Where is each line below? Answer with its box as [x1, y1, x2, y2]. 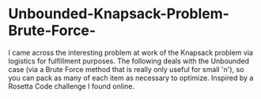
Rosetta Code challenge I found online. [8, 81, 134, 91]
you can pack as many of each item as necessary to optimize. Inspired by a [8, 73, 254, 82]
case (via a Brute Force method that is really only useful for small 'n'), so [8, 64, 244, 74]
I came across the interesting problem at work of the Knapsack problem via [8, 48, 253, 57]
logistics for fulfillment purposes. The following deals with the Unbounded [8, 56, 250, 66]
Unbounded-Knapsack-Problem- [8, 5, 229, 23]
